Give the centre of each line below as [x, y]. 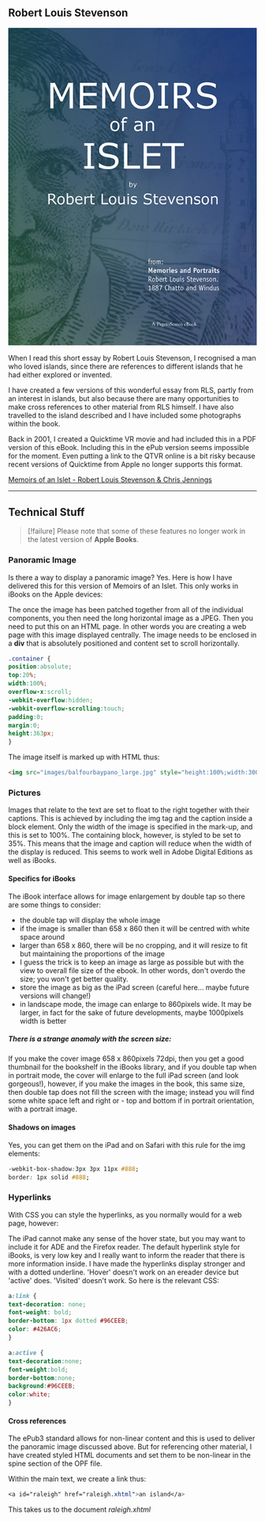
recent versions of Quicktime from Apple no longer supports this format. [125, 464]
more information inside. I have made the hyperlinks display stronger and [127, 1263]
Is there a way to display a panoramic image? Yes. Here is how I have [120, 577]
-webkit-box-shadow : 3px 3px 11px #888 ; [74, 1169]
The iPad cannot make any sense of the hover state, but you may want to [127, 1238]
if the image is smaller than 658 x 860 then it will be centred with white [134, 928]
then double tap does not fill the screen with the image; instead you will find [131, 1092]
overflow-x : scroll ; [40, 692]
